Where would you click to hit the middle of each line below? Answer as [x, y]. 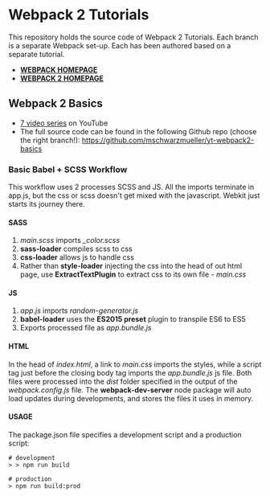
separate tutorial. [37, 54]
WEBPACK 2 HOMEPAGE [62, 78]
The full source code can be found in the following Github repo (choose [138, 131]
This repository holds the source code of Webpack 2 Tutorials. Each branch [133, 37]
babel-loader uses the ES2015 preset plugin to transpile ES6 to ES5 [133, 319]
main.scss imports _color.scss [70, 240]
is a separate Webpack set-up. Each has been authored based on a [120, 45]
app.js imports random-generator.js [79, 310]
